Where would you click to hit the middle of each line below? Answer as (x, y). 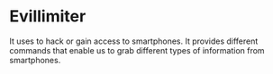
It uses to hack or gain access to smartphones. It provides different (134, 41)
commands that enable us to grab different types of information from (137, 50)
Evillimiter (48, 16)
